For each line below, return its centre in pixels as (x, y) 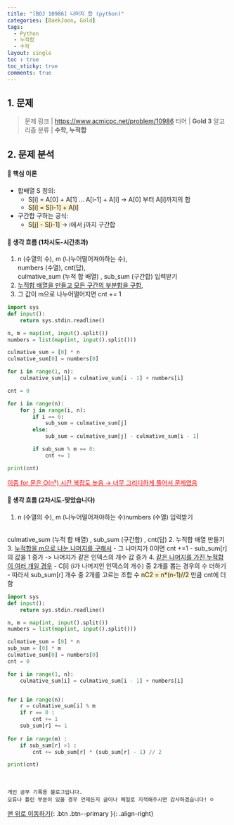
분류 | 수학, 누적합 (62, 130)
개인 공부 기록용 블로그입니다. (45, 793)
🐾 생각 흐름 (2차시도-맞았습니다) (51, 500)
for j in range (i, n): (53, 410)
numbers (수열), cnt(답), (51, 267)
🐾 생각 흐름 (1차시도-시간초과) (48, 242)
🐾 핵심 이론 (22, 174)
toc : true (23, 60)
